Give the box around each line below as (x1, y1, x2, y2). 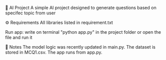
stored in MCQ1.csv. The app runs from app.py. (5, 50, 102, 55)
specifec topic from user (5, 10, 56, 16)
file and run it (5, 35, 32, 40)
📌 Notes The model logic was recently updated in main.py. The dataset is (5, 44, 156, 50)
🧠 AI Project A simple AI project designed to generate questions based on (5, 5, 156, 10)
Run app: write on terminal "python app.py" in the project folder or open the (5, 29, 161, 35)
